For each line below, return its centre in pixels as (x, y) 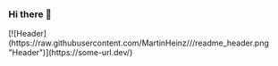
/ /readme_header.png (229, 43)
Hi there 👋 (30, 14)
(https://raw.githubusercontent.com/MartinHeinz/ (99, 43)
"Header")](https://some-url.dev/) (71, 53)
